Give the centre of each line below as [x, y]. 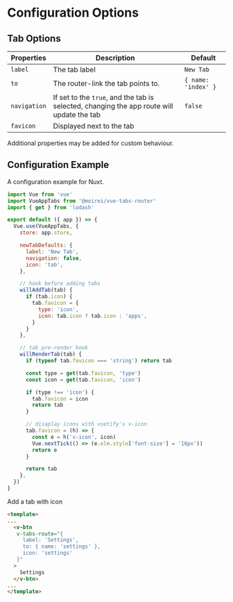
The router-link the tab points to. [106, 83]
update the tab [77, 115]
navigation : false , [53, 258]
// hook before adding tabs [60, 284]
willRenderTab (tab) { [51, 354]
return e [45, 450]
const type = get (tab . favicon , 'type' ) [83, 373]
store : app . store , [46, 233]
